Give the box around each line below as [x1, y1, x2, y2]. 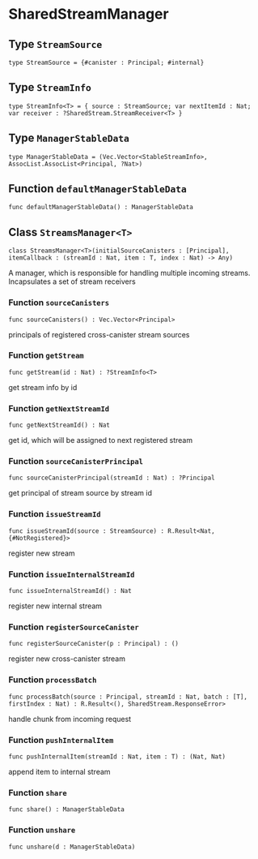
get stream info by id [8, 382, 78, 392]
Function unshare [8, 824, 76, 835]
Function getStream [8, 350, 84, 361]
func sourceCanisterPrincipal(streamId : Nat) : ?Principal [8, 474, 216, 483]
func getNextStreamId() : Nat [8, 421, 111, 430]
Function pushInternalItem [8, 734, 114, 745]
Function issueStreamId [8, 509, 101, 520]
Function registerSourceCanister [8, 621, 139, 633]
